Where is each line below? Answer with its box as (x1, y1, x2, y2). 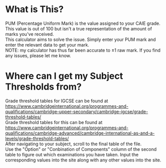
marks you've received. (5, 31, 54, 37)
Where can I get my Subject (5, 70, 123, 82)
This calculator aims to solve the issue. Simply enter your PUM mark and (5, 36, 156, 43)
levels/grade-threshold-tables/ (5, 135, 69, 141)
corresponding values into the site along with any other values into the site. (5, 157, 161, 163)
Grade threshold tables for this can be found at (5, 119, 102, 125)
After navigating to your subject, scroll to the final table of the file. (5, 141, 142, 147)
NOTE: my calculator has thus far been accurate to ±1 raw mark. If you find (5, 47, 160, 53)
